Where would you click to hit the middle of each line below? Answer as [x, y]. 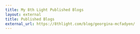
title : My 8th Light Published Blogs [44, 10]
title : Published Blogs [30, 19]
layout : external [23, 14]
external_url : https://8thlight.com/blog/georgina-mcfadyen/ [70, 24]
